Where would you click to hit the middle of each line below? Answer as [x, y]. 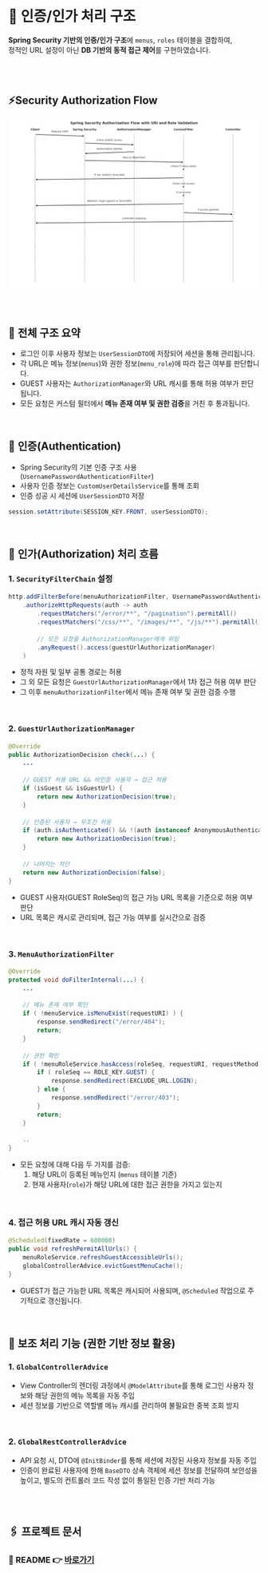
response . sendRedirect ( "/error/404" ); [101, 1022]
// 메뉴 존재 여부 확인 [55, 1005]
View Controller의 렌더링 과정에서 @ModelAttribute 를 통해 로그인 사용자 [132, 1385]
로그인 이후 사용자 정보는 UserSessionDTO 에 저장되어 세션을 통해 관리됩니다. [137, 354]
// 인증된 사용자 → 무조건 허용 [67, 822]
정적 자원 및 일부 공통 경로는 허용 [71, 672]
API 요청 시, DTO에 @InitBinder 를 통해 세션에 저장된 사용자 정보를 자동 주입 [138, 1460]
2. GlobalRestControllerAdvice [67, 1442]
